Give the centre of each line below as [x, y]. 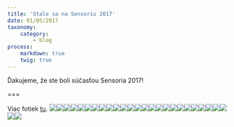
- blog [43, 40]
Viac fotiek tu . [28, 109]
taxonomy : [22, 27]
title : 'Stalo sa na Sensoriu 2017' [61, 14]
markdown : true [43, 54]
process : [20, 47]
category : [35, 34]
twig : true [36, 60]
